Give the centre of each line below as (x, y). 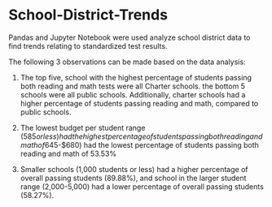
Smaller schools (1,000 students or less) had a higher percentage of (134, 169)
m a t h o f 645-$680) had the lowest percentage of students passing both (139, 144)
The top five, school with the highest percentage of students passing (136, 77)
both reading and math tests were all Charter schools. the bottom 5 (133, 86)
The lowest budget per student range (83, 127)
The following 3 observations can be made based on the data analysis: (127, 62)
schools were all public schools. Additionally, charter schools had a (133, 94)
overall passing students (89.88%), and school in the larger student (133, 178)
